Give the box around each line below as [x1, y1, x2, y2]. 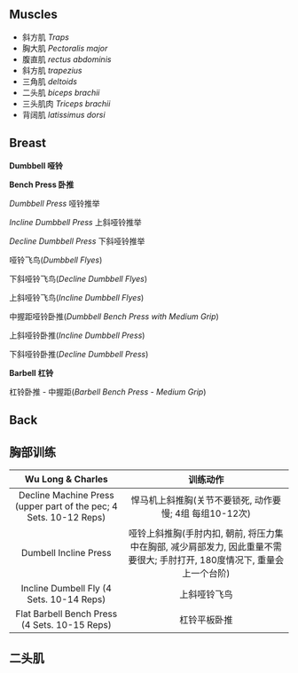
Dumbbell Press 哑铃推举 [9, 198, 100, 208]
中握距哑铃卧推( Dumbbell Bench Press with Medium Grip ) [9, 310, 219, 322]
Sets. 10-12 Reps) [27, 511, 106, 523]
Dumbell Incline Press [20, 546, 112, 559]
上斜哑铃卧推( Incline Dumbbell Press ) [9, 330, 145, 340]
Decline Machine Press [18, 489, 114, 501]
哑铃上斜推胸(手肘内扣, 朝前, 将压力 [128, 527, 275, 539]
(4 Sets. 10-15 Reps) [20, 618, 113, 630]
